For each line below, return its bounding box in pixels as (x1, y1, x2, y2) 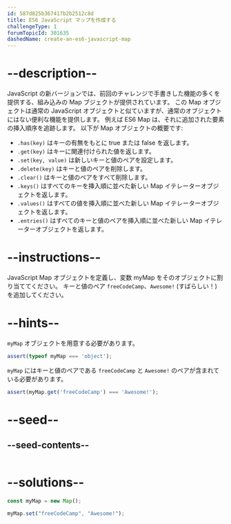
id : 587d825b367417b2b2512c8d (7, 10, 94, 17)
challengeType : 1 (7, 23, 57, 30)
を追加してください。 (7, 291, 68, 299)
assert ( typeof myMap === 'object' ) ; (7, 353, 112, 359)
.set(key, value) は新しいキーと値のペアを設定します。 (17, 156, 177, 165)
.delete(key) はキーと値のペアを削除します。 (17, 165, 147, 173)
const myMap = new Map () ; (7, 497, 81, 505)
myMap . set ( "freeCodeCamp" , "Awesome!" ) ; (7, 509, 125, 517)
